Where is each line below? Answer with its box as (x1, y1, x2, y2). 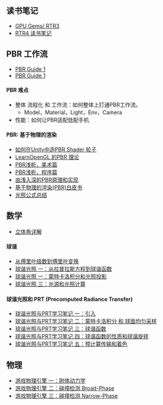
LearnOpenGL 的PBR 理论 (14, 153, 80, 161)
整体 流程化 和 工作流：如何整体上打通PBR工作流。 (14, 101, 141, 108)
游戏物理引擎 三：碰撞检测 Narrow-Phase (14, 392, 118, 400)
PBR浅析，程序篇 (14, 169, 57, 176)
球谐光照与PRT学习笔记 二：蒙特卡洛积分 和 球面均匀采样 (14, 318, 157, 325)
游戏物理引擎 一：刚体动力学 (14, 377, 86, 384)
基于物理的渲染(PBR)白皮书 (14, 184, 83, 191)
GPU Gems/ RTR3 (14, 22, 60, 29)
